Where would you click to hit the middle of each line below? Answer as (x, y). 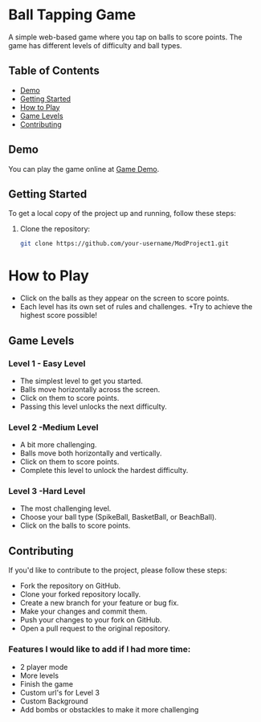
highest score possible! (59, 316)
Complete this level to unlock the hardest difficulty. (104, 471)
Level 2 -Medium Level (53, 427)
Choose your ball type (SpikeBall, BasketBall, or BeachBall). (118, 517)
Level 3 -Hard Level (47, 492)
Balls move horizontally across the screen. (90, 389)
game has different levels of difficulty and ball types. (95, 45)
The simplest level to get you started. (81, 381)
